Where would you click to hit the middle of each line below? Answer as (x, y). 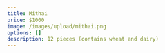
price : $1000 (26, 20)
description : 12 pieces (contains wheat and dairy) (83, 39)
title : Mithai (28, 13)
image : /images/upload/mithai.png (57, 26)
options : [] (24, 33)
